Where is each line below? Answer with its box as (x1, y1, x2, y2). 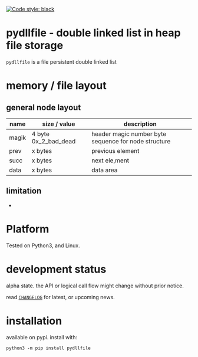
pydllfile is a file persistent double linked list (6, 58, 117, 65)
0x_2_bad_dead (31, 137, 76, 145)
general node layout (6, 102, 81, 112)
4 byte (31, 130, 50, 138)
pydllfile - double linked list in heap (6, 27, 181, 40)
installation (6, 314, 62, 327)
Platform (6, 222, 49, 235)
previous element (91, 146, 140, 155)
